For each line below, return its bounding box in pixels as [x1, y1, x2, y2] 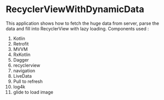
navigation [13, 67, 36, 74]
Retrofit [13, 40, 29, 46]
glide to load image [13, 89, 54, 95]
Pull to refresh [13, 78, 43, 84]
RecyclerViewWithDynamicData [6, 4, 144, 15]
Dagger [13, 57, 29, 63]
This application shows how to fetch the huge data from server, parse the [6, 20, 159, 26]
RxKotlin [13, 52, 31, 58]
